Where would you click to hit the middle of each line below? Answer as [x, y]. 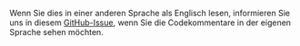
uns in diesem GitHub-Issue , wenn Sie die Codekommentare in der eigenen [150, 23]
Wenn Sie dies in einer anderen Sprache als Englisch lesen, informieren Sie [150, 13]
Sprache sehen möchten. [57, 32]
